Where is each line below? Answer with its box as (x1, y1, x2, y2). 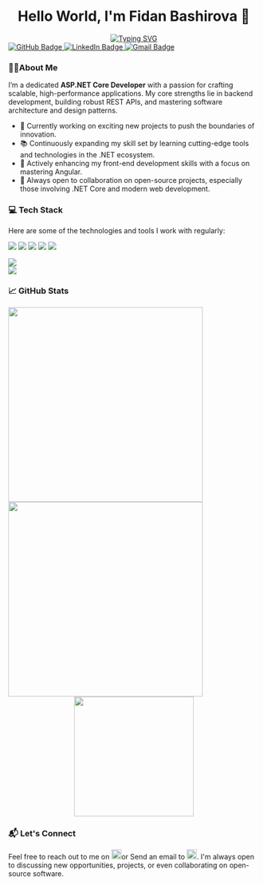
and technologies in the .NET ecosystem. (19, 150, 155, 160)
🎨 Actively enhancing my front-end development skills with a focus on (19, 159, 250, 169)
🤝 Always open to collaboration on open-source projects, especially (19, 176, 243, 185)
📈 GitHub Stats (8, 285, 69, 296)
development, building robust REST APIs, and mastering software (8, 97, 223, 107)
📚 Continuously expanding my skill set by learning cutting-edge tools (19, 139, 249, 149)
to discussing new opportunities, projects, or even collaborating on (8, 860, 228, 870)
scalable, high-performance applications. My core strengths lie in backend (8, 89, 253, 98)
